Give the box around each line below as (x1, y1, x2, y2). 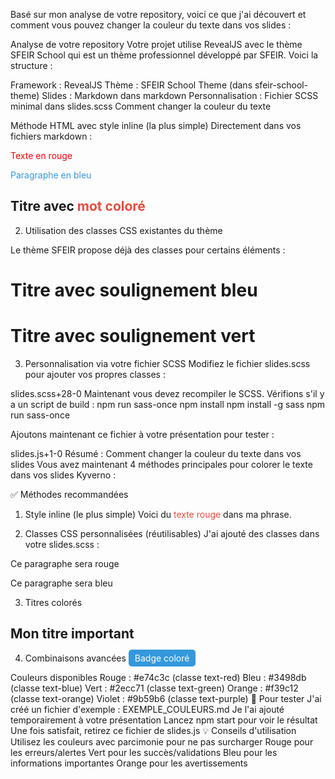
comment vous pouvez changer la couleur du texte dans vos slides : (10, 19, 292, 31)
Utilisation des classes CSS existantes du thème (24, 224, 223, 236)
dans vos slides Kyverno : (10, 469, 117, 481)
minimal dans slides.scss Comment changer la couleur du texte (10, 100, 272, 112)
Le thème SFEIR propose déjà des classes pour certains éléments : (10, 244, 286, 256)
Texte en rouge (10, 150, 73, 161)
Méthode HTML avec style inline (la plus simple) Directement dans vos (10, 120, 302, 131)
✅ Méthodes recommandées (10, 488, 129, 500)
